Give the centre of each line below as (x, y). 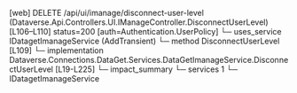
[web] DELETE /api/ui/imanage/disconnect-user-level (106, 13)
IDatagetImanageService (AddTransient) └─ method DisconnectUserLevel (145, 41)
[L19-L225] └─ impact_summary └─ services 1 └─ (146, 69)
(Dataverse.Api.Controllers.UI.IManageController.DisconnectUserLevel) (139, 22)
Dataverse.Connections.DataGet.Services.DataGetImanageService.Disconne (149, 60)
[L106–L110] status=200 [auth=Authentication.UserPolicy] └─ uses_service (145, 31)
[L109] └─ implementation (57, 50)
